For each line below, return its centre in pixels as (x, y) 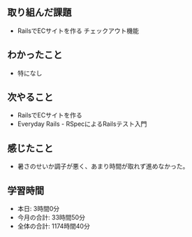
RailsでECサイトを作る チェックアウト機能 (78, 31)
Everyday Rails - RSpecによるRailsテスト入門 (82, 124)
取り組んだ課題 (39, 13)
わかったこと (35, 55)
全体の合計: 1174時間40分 (54, 227)
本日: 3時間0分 (38, 209)
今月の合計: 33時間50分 (51, 217)
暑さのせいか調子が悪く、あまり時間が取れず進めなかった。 (103, 166)
